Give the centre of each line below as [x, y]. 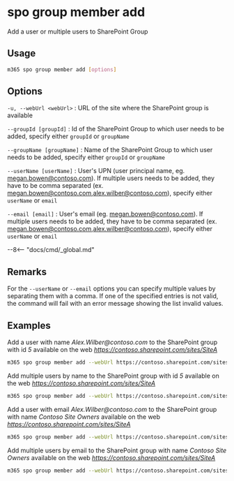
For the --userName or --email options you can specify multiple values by [111, 289]
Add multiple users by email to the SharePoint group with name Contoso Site [117, 450]
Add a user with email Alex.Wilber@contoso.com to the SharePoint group [112, 409]
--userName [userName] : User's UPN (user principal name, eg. [96, 171]
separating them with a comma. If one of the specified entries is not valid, [113, 296]
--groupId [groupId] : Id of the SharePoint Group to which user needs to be [116, 129]
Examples [29, 325]
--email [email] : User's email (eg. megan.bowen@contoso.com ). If [105, 214]
